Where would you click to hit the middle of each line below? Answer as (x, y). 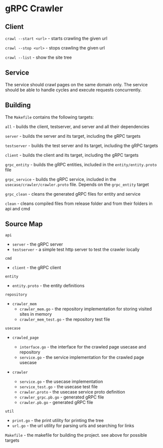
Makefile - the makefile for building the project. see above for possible (76, 435)
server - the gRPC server (37, 244)
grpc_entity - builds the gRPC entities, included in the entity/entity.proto (81, 164)
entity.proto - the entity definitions (48, 286)
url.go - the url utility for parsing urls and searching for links (73, 426)
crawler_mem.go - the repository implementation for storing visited (86, 309)
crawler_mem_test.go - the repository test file (65, 320)
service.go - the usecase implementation (61, 382)
